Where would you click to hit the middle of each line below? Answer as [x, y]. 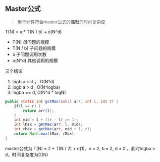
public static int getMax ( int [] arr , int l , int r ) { [62, 101]
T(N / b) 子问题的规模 [34, 48]
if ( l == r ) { [27, 106]
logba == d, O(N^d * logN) [39, 92]
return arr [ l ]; [39, 110]
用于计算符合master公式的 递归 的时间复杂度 [61, 22]
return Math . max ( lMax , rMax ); [45, 134]
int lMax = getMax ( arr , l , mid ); [49, 125]
